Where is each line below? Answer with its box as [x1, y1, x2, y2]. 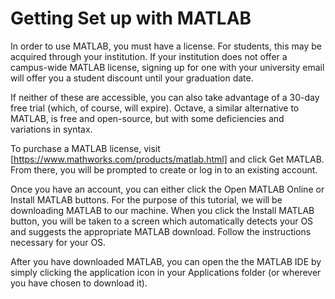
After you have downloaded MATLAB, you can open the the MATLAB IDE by [10, 255, 322, 267]
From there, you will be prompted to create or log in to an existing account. [10, 163, 318, 176]
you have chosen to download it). [10, 277, 148, 289]
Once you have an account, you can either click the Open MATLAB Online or [10, 183, 325, 195]
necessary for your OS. [10, 236, 107, 248]
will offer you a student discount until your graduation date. [10, 72, 254, 84]
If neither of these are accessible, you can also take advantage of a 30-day [10, 91, 320, 103]
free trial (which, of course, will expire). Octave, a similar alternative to [10, 102, 300, 114]
